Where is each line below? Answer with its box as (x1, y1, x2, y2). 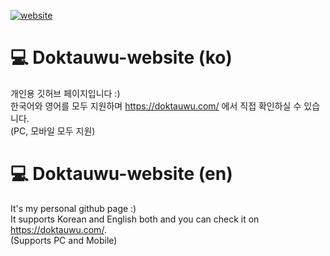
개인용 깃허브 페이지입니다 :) (10, 87, 121, 99)
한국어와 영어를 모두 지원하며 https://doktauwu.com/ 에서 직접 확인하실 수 (10, 100, 302, 112)
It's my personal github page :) (10, 202, 137, 214)
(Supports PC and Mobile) (10, 234, 118, 246)
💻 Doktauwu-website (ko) (10, 46, 233, 69)
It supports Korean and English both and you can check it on (10, 213, 260, 225)
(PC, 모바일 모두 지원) (10, 125, 96, 137)
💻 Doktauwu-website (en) (10, 163, 233, 185)
